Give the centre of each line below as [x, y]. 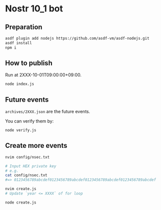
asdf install [19, 43]
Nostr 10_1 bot [34, 9]
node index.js [20, 84]
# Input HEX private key [31, 166]
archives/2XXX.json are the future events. [48, 112]
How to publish [29, 63]
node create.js [21, 202]
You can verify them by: [29, 121]
